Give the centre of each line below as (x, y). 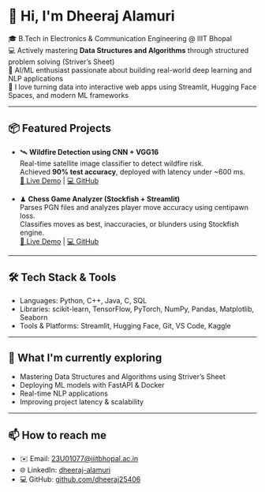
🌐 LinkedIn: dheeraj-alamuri (65, 470)
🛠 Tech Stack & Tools (62, 278)
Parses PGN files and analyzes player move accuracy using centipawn (134, 207)
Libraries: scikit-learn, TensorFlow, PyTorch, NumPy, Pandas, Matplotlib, (137, 309)
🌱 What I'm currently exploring (85, 357)
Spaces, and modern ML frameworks (68, 95)
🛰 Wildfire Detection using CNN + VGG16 (89, 152)
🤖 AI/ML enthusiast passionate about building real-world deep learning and (130, 69)
